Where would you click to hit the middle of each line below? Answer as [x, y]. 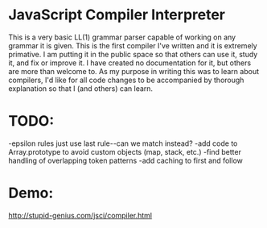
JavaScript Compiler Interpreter [117, 15]
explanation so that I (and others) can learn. [81, 88]
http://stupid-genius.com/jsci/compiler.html [80, 215]
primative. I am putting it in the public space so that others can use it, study [133, 54]
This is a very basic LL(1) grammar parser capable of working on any [122, 37]
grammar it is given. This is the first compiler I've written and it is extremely [133, 45]
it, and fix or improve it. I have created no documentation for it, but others [130, 63]
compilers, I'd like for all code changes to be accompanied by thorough [126, 80]
